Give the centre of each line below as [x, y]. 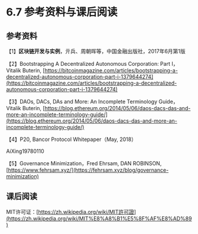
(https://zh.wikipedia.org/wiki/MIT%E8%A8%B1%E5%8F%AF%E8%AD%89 [99, 218]
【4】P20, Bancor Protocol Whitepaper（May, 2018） [72, 139]
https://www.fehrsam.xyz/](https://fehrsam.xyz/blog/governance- [88, 170]
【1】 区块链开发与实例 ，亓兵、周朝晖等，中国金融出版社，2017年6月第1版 [96, 51]
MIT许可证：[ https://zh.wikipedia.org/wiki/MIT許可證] [71, 211]
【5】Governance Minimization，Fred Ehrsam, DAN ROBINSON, [84, 163]
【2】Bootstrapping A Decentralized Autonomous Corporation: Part [88, 64]
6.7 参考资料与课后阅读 [62, 12]
